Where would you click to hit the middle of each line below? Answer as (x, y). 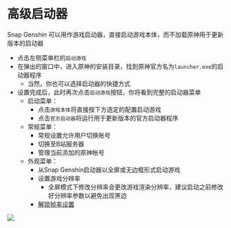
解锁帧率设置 (56, 204)
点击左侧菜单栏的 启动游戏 (52, 58)
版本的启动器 (25, 43)
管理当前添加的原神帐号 (71, 152)
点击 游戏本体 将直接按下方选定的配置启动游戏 (99, 109)
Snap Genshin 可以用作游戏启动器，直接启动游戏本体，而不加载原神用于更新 (115, 34)
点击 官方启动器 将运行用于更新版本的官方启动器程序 (108, 118)
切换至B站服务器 (61, 144)
